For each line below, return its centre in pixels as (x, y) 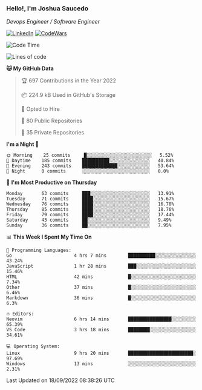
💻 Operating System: (33, 346)
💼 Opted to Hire (41, 109)
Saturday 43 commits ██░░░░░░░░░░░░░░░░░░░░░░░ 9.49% (89, 220)
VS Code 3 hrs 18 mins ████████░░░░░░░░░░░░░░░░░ (101, 330)
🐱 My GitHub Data (30, 68)
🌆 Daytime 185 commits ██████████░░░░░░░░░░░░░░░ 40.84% (90, 161)
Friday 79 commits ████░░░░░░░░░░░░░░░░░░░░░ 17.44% (90, 215)
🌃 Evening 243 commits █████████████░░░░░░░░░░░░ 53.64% (90, 166)
